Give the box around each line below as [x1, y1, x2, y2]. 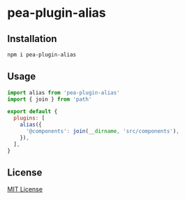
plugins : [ [13, 115, 45, 122]
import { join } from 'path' [7, 96, 92, 103]
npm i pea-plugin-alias [7, 51, 77, 58]
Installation [7, 33, 57, 45]
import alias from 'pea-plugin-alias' [7, 89, 120, 96]
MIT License [7, 185, 43, 194]
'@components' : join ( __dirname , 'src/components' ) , [25, 128, 179, 135]
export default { [7, 108, 58, 115]
